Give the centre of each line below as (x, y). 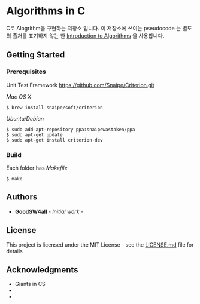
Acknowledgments (43, 270)
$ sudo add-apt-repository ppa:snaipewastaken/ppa (71, 130)
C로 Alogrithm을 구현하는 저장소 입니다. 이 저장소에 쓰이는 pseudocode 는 (94, 28)
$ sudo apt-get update (34, 135)
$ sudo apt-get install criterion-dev (54, 140)
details (14, 251)
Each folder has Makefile (37, 168)
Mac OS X (19, 96)
